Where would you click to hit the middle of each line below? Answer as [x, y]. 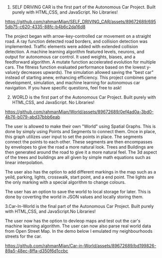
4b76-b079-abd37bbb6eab [33, 117]
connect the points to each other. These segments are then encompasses [79, 142]
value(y [13, 72]
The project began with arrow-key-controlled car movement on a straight [78, 36]
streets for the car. [24, 236]
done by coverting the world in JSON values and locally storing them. [74, 197]
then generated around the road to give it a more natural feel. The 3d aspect [81, 152]
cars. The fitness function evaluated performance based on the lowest [75, 67]
